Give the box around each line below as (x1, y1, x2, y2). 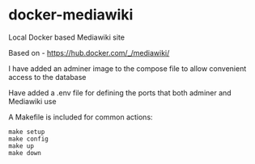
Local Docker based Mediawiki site (8, 32, 125, 42)
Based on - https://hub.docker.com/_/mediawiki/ (8, 48, 170, 57)
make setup (8, 128, 45, 136)
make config (8, 135, 49, 143)
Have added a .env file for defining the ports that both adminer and (8, 87, 232, 98)
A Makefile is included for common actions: (8, 111, 153, 122)
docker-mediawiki (8, 6, 134, 24)
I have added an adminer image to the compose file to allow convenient (8, 63, 247, 74)
